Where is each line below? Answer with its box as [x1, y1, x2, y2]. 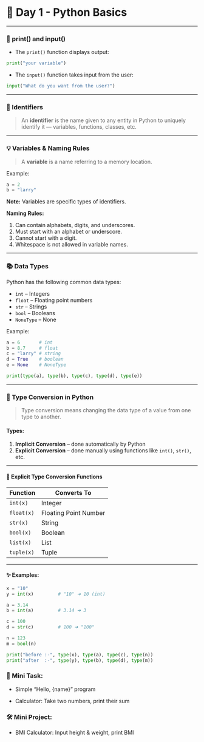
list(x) [9, 539, 32, 546]
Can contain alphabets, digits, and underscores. [15, 222, 135, 229]
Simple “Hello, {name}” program [15, 686, 96, 693]
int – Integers [15, 290, 50, 297]
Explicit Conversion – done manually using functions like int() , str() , [15, 447, 191, 454]
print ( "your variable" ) [6, 60, 67, 66]
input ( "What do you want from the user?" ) [6, 83, 115, 89]
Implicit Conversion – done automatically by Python [15, 440, 146, 448]
